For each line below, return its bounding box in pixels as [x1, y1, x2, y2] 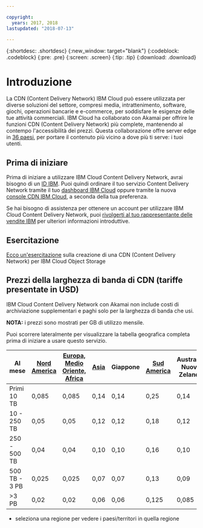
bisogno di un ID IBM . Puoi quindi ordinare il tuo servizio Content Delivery [6, 180, 189, 188]
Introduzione [6, 75, 72, 88]
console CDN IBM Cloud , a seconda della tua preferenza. [6, 193, 149, 200]
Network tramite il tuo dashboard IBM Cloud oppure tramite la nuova [6, 186, 176, 194]
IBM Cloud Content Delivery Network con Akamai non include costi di [6, 300, 179, 308]
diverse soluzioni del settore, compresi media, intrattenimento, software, [6, 101, 187, 109]
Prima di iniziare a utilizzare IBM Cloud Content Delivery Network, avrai [6, 174, 183, 181]
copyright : [6, 14, 34, 20]
